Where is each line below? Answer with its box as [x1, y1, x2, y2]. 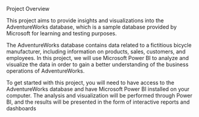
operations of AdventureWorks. [6, 67, 85, 75]
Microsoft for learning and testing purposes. [6, 30, 117, 37]
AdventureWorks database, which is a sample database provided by [6, 24, 177, 30]
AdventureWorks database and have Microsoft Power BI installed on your [6, 85, 190, 93]
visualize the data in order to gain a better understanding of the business [6, 61, 189, 68]
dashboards [6, 105, 37, 112]
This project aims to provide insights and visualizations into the [6, 17, 164, 24]
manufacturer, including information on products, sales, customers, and [6, 48, 186, 55]
